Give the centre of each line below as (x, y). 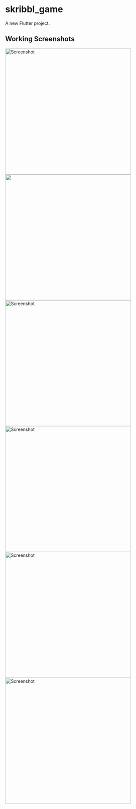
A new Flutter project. (28, 23)
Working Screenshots (40, 39)
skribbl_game (34, 9)
